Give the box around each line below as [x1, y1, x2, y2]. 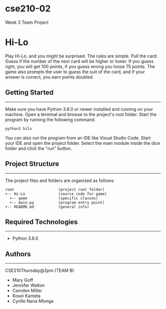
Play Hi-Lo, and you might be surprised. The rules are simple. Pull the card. [5, 53, 158, 59]
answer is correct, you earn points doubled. [5, 74, 94, 80]
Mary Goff [12, 277, 34, 283]
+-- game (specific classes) [9, 196, 98, 201]
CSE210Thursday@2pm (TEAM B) [5, 267, 74, 273]
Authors [5, 250, 31, 258]
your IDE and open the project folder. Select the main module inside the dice [5, 140, 161, 146]
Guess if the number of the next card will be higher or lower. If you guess [5, 58, 154, 64]
